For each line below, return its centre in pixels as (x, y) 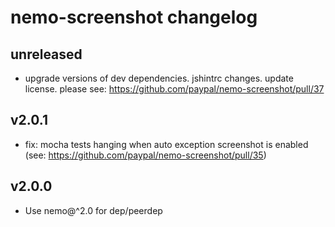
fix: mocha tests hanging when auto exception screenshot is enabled (166, 144)
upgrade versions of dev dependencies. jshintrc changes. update (159, 78)
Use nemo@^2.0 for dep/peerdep (93, 210)
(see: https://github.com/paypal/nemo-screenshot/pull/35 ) (145, 155)
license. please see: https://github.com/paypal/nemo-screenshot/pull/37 (174, 89)
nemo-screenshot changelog (134, 17)
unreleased (46, 54)
